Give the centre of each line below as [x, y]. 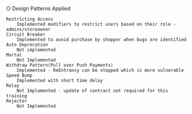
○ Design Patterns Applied [38, 8]
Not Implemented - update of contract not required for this [92, 91]
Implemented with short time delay [60, 81]
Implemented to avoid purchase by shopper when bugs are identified [102, 40]
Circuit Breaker [26, 34]
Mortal [14, 55]
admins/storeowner [28, 29]
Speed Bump [19, 75]
